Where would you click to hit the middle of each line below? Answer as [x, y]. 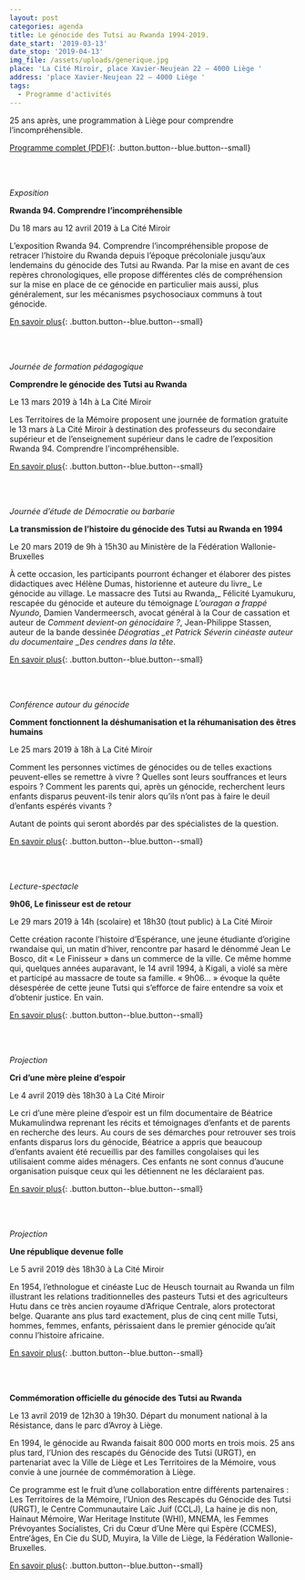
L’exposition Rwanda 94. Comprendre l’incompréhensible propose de [139, 245]
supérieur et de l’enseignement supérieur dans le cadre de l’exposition [141, 439]
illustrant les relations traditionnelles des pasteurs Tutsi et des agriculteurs [149, 1296]
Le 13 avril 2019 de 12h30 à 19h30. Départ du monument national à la [138, 1415]
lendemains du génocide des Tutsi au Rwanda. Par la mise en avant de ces [149, 264]
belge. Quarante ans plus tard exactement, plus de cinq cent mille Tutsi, [144, 1316]
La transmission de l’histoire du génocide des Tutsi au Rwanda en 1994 [147, 529]
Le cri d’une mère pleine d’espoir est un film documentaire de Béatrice [141, 1112]
